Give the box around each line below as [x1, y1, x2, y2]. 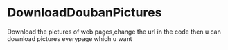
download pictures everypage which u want [7, 34, 133, 42]
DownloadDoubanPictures [7, 5, 162, 21]
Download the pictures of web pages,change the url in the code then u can [7, 27, 222, 36]
